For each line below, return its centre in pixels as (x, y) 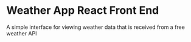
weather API (22, 33)
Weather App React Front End (83, 10)
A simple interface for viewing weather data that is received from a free (96, 27)
